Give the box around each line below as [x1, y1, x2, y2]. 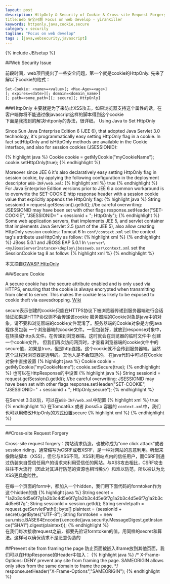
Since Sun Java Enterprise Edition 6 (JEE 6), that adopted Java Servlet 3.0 [5, 128, 160, 134]
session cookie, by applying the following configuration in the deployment [5, 174, 159, 180]
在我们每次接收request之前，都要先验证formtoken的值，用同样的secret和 [5, 528, 158, 534]
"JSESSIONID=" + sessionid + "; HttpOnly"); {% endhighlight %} [26, 212, 160, 219]
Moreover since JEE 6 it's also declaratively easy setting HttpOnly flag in [5, 169, 157, 175]
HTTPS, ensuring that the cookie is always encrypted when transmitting [5, 286, 155, 292]
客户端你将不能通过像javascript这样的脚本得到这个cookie [5, 111, 124, 117]
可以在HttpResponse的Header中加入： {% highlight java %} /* [9, 551, 139, 558]
